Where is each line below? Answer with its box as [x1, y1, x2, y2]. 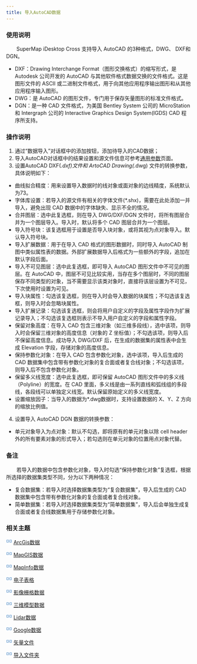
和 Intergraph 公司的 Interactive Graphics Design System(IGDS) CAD [14, 109, 181, 116]
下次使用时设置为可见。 [14, 285, 72, 292]
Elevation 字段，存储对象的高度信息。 [21, 344, 112, 351]
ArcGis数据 [13, 539, 40, 546]
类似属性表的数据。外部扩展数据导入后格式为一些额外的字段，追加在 [25, 248, 190, 256]
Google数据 [13, 626, 42, 633]
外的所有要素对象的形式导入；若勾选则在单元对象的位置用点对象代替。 [14, 435, 185, 442]
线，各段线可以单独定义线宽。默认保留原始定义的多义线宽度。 [14, 388, 165, 395]
